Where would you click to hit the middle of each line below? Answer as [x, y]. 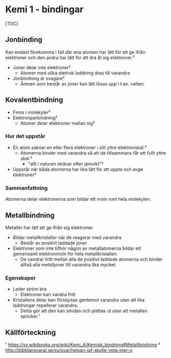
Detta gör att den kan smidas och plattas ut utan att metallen [84, 311]
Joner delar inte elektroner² [42, 67]
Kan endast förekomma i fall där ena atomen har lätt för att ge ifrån [75, 52]
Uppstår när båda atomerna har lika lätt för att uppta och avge [78, 169]
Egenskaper [21, 278]
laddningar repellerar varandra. [45, 305]
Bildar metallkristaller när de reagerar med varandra [67, 237]
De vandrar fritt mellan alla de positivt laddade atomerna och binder [91, 259]
